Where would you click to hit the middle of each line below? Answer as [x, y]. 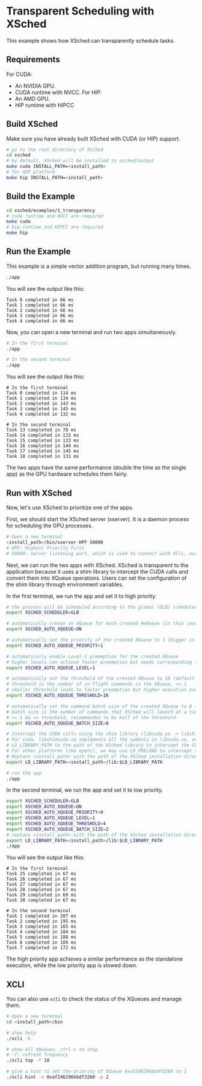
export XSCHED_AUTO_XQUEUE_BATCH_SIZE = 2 [58, 829]
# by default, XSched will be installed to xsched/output [80, 161]
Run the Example [38, 252]
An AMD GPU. [32, 98]
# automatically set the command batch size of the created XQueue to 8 [99, 706]
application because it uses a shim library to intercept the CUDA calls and [97, 571]
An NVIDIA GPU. [35, 86]
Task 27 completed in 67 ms [41, 884]
